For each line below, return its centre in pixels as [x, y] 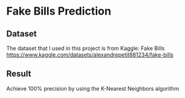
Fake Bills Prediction [59, 11]
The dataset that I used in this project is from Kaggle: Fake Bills [85, 48]
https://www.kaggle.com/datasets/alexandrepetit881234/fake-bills [90, 55]
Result [19, 74]
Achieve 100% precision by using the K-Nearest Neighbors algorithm [93, 88]
